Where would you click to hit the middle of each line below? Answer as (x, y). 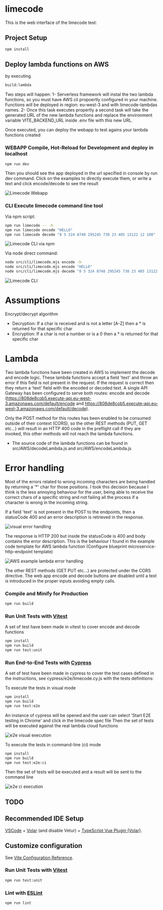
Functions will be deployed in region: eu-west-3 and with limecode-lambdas (81, 105)
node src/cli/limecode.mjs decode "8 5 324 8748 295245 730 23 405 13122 (81, 271)
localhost (16, 154)
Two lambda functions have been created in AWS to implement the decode (80, 372)
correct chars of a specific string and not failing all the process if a (72, 497)
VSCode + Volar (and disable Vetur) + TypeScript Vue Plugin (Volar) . (74, 830)
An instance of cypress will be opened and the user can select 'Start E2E (78, 715)
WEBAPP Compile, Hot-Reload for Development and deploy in (79, 148)
